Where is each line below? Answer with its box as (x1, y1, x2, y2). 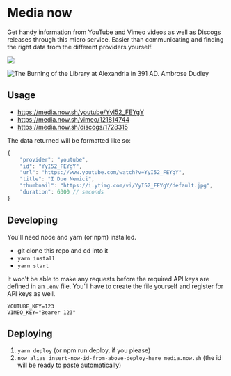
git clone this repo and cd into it (17, 246, 109, 255)
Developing (7, 214, 58, 226)
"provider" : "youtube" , (19, 156, 89, 163)
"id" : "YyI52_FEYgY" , (19, 162, 82, 170)
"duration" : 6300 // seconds (19, 189, 104, 196)
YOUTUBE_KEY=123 (7, 303, 54, 310)
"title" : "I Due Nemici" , (19, 175, 95, 182)
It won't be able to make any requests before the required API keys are (7, 274, 210, 283)
